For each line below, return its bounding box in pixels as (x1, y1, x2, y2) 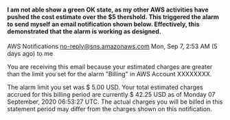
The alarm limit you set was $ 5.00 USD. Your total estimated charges (7, 83, 204, 91)
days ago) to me (7, 50, 54, 58)
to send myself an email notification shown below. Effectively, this (7, 20, 200, 28)
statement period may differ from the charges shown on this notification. (7, 105, 213, 113)
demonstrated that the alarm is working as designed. (7, 27, 161, 35)
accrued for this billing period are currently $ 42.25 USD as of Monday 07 (7, 91, 216, 99)
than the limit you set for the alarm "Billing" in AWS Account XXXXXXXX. (7, 70, 212, 78)
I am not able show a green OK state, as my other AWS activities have (7, 5, 209, 14)
